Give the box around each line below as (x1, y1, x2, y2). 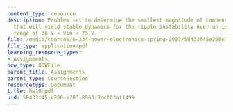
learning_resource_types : (7, 49, 82, 56)
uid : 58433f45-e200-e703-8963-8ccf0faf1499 (7, 95, 135, 102)
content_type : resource (7, 10, 76, 17)
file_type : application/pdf (7, 42, 89, 49)
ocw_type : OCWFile (7, 62, 60, 69)
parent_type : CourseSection (7, 74, 89, 82)
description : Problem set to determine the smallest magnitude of (7, 17, 203, 24)
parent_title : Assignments (7, 68, 85, 75)
